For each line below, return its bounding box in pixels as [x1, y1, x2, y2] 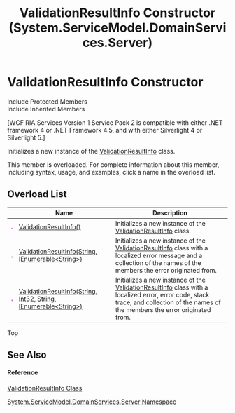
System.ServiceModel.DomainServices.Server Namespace [7, 398, 177, 406]
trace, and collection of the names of [115, 298, 222, 306]
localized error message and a [115, 251, 203, 259]
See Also [7, 348, 47, 360]
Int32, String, [18, 294, 57, 303]
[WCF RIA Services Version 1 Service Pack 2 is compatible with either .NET [7, 118, 223, 127]
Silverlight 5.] [7, 133, 45, 142]
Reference [7, 368, 38, 377]
